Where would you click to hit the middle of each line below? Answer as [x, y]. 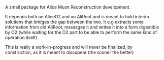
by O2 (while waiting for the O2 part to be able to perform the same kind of [81, 32]
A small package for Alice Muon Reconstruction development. [68, 7]
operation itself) [21, 37]
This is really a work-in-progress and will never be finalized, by [69, 47]
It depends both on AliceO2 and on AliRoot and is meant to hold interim [77, 16]
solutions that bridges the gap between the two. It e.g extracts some [74, 22]
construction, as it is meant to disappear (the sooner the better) [69, 52]
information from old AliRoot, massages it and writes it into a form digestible [82, 27]
